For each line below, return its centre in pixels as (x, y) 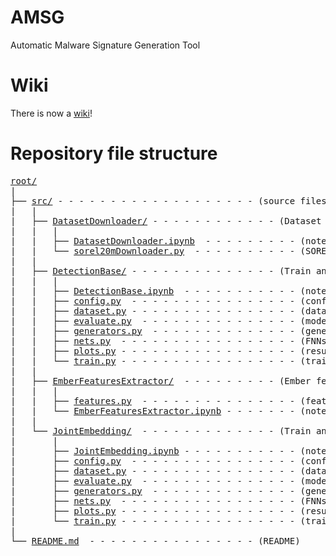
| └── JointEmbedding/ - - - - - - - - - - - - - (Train (161, 430)
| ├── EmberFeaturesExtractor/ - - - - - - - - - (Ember (161, 380)
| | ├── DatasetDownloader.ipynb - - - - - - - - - (153, 240)
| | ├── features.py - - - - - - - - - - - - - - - (153, 400)
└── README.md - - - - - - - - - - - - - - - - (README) (155, 540)
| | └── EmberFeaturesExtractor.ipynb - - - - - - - (153, 410)
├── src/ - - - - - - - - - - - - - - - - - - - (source (153, 200)
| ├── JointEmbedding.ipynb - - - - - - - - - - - (153, 450)
